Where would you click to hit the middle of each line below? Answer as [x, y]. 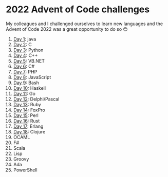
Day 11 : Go [24, 93]
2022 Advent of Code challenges [78, 9]
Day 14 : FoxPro [29, 110]
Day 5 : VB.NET [29, 61]
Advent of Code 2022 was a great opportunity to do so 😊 [67, 29]
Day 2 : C [23, 44]
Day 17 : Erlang [28, 126]
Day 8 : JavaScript [32, 77]
